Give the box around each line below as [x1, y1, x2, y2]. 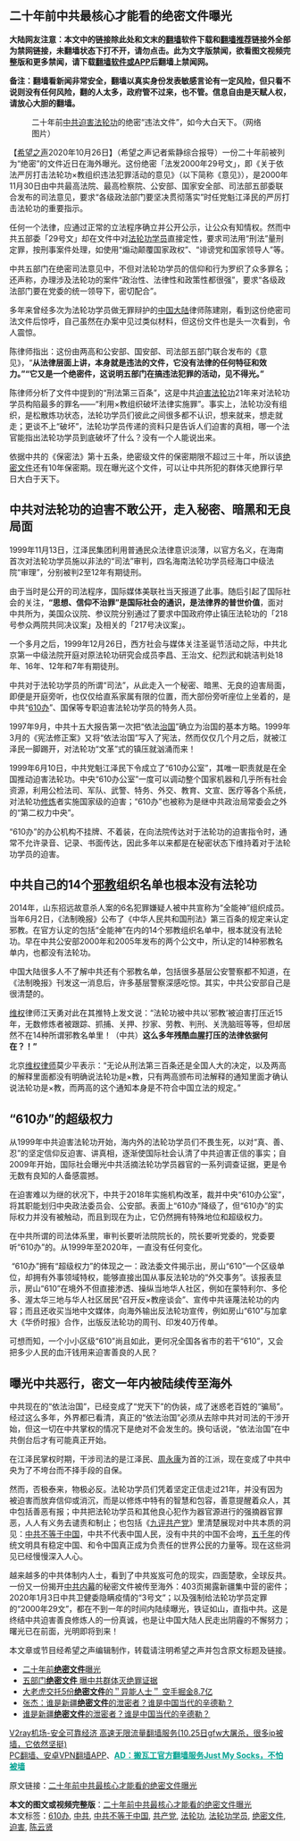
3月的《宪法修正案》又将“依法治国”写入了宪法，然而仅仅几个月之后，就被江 [9, 732, 287, 742]
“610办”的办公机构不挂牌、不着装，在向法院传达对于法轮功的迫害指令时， [9, 826, 279, 836]
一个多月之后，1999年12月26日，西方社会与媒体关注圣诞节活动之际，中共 [9, 638, 279, 649]
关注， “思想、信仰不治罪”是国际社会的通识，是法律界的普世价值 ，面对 [24, 597, 284, 607]
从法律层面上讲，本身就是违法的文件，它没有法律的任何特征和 [32, 357, 260, 368]
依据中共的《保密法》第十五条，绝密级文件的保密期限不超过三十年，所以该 [9, 451, 283, 462]
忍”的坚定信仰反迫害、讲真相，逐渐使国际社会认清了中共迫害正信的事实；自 [9, 1148, 287, 1158]
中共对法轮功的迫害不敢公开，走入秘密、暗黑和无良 [9, 502, 291, 517]
